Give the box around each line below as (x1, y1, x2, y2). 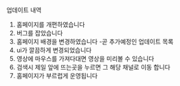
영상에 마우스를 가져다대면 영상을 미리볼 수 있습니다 (16, 55, 155, 63)
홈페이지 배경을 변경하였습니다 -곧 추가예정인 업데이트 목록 (16, 38, 174, 46)
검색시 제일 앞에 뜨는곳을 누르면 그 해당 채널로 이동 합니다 (16, 63, 171, 71)
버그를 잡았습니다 (16, 29, 63, 37)
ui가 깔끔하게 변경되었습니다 (16, 46, 92, 54)
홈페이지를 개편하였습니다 (16, 20, 85, 29)
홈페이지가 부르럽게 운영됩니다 (16, 72, 98, 80)
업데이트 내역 (6, 6, 42, 14)
